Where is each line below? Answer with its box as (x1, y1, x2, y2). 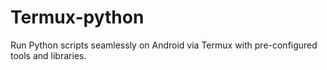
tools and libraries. (10, 49, 87, 61)
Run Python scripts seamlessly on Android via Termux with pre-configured (10, 39, 318, 51)
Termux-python (10, 6, 145, 29)
